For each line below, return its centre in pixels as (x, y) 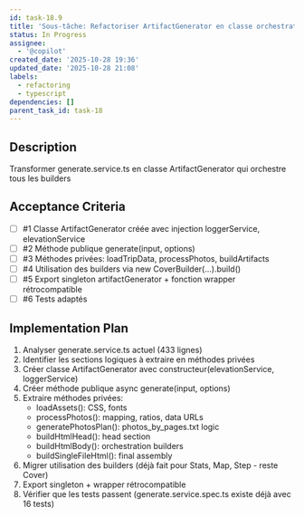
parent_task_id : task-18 (56, 110)
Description (43, 147)
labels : (24, 77)
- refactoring (44, 85)
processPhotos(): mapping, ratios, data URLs (119, 417)
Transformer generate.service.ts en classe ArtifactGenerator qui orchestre (148, 169)
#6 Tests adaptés (55, 299)
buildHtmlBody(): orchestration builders (109, 446)
